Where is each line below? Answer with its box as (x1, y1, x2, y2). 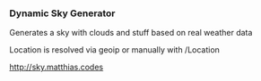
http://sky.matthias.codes (9, 61, 104, 73)
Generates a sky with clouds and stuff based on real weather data (9, 28, 253, 38)
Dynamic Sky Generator (9, 7, 116, 20)
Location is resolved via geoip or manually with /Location (9, 45, 220, 55)
